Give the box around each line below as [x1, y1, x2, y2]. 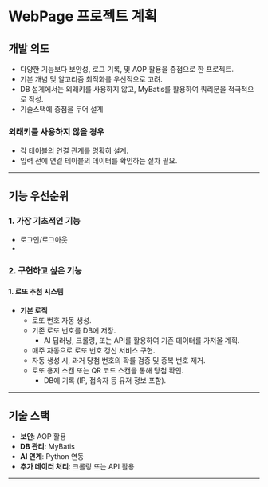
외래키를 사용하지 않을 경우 [8, 126, 105, 137]
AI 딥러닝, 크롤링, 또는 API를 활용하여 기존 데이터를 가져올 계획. [43, 336, 240, 345]
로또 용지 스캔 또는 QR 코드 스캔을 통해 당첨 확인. [31, 365, 184, 376]
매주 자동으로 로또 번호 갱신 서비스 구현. [31, 345, 156, 356]
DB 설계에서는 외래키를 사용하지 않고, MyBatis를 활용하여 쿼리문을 [19, 85, 227, 94]
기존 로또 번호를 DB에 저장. [31, 325, 116, 336]
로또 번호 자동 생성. [31, 316, 92, 325]
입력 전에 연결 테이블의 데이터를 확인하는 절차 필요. [19, 156, 178, 166]
